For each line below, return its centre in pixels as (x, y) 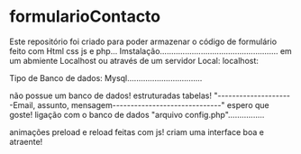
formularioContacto (85, 17)
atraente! (26, 141)
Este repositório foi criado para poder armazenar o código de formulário (143, 41)
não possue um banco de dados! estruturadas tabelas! (111, 95)
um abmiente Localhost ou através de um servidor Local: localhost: (134, 60)
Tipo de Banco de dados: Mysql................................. (106, 77)
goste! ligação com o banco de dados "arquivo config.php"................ (137, 114)
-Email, (23, 104)
